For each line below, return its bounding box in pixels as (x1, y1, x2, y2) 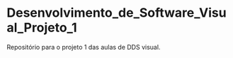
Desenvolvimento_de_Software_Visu (6, 5, 227, 21)
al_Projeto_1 (6, 20, 77, 36)
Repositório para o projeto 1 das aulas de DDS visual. (6, 43, 161, 51)
